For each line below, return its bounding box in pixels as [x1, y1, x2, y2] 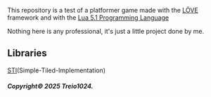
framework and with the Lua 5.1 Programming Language [7, 13, 170, 22]
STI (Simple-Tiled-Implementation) [7, 66, 106, 75]
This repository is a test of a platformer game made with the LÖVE [7, 6, 198, 14]
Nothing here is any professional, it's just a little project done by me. [7, 27, 205, 35]
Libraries [7, 47, 47, 59]
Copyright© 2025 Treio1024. [7, 82, 94, 91]
